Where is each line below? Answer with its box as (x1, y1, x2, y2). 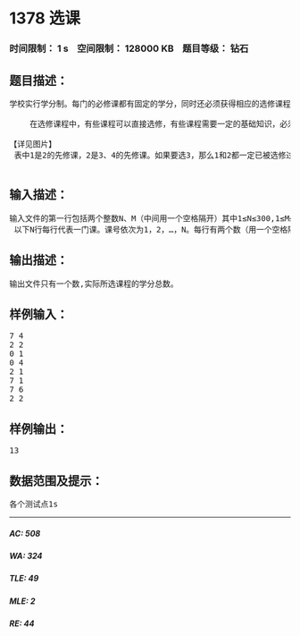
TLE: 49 (9, 573, 39, 584)
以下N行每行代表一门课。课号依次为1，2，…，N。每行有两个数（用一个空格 (13, 225, 288, 234)
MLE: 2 (9, 596, 36, 606)
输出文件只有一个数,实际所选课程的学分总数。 (9, 278, 179, 289)
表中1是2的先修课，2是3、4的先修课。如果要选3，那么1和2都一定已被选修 (13, 149, 287, 160)
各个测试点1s (9, 498, 58, 509)
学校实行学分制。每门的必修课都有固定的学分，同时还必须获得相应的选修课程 (9, 98, 291, 108)
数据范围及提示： (9, 473, 104, 488)
